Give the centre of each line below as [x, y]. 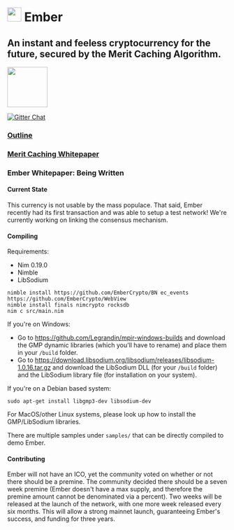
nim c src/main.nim [36, 312]
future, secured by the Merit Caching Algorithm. [114, 54]
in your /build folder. [47, 353]
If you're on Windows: [39, 324]
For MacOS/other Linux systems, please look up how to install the [102, 414]
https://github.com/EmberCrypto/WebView [67, 299]
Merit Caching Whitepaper [53, 154]
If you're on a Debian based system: [59, 389]
